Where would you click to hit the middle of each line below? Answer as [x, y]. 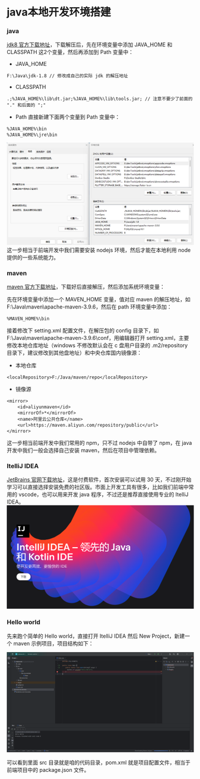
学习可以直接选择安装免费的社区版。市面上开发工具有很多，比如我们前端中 [98, 487]
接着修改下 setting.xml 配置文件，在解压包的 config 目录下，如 [83, 330]
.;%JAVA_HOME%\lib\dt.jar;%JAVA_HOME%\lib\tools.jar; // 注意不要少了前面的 [100, 99]
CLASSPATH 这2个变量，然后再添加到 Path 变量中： [70, 52]
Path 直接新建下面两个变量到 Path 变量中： [68, 117]
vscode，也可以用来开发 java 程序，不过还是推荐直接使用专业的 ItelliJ [103, 495]
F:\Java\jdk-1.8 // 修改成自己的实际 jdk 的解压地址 [67, 76]
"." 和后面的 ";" [26, 105]
